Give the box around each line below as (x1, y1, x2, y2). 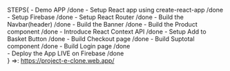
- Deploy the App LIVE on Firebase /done (7, 49, 124, 57)
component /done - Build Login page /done (7, 42, 131, 50)
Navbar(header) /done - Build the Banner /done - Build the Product (7, 20, 198, 28)
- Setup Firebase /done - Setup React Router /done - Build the (7, 13, 184, 21)
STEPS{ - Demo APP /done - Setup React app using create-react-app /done (7, 6, 224, 14)
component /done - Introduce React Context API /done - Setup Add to (7, 27, 207, 35)
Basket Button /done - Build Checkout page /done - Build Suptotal (7, 35, 195, 43)
